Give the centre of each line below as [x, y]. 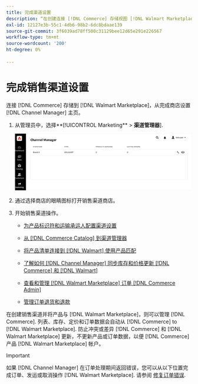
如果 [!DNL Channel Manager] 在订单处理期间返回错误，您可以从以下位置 [95, 368]
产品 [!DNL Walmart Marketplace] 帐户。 [55, 344]
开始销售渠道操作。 [38, 213]
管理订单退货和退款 [47, 302]
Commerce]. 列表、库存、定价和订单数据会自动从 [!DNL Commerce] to [92, 322]
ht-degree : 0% [24, 50]
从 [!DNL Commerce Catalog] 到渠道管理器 [75, 238]
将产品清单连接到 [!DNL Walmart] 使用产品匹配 [80, 251]
